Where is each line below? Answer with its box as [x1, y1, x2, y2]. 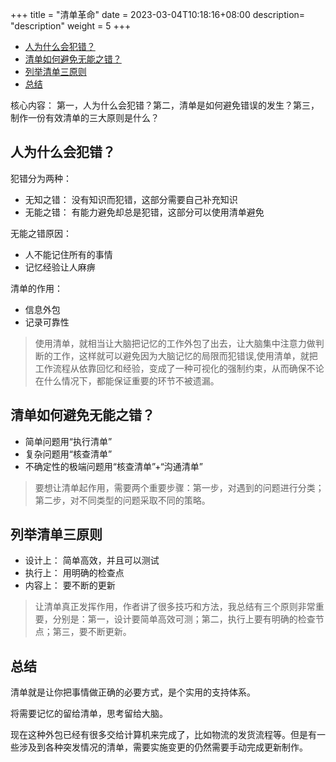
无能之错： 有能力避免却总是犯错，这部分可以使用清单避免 [24, 206, 265, 218]
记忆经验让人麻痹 [24, 261, 96, 273]
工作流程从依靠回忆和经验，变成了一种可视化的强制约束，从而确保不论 [34, 362, 325, 374]
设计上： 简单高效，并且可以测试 [24, 554, 160, 567]
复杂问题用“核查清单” [24, 448, 113, 460]
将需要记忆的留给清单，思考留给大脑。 [10, 708, 168, 720]
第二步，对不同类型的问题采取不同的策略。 [34, 494, 211, 506]
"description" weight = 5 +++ [10, 20, 132, 32]
